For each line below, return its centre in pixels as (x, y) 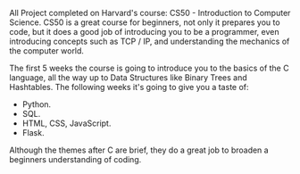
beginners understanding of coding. (75, 159)
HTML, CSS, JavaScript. (67, 123)
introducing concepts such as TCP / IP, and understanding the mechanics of (150, 41)
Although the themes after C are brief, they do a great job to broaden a (139, 150)
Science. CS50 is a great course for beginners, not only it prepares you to (145, 22)
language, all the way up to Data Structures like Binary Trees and (128, 78)
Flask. (33, 133)
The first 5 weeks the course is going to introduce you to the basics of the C (149, 68)
